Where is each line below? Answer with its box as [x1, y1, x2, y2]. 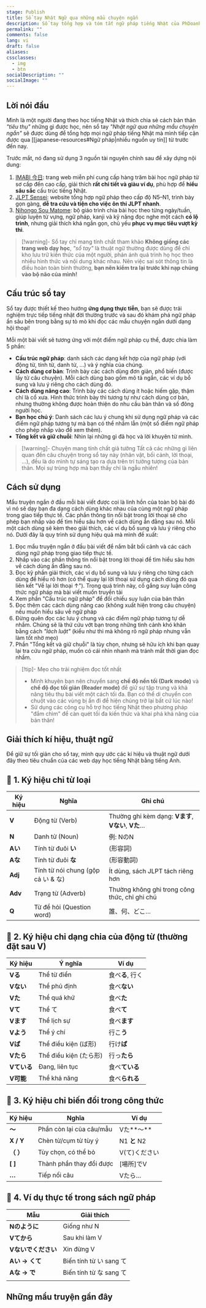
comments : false [6, 32, 48, 38]
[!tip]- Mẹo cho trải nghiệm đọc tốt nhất [21, 665, 121, 672]
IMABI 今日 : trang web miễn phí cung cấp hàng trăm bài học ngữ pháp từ [15, 173, 199, 181]
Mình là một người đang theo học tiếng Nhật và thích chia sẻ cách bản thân [6, 116, 196, 123]
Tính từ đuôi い [34, 844, 77, 853]
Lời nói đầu [6, 100, 49, 110]
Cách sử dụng [6, 482, 61, 493]
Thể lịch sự [38, 1017, 71, 1025]
